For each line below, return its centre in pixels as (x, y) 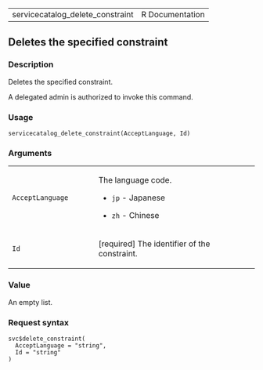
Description (31, 64)
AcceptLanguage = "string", (61, 345)
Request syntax (38, 322)
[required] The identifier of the (154, 244)
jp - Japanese (139, 198)
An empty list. (31, 302)
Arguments (30, 153)
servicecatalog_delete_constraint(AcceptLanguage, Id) (99, 133)
